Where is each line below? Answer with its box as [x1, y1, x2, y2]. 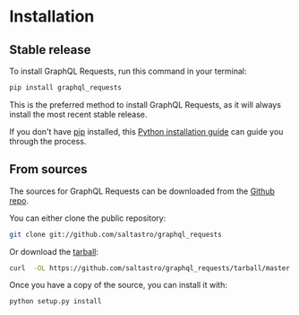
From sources [9, 162, 88, 177]
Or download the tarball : [9, 246, 99, 257]
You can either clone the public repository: [9, 213, 167, 223]
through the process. [9, 136, 87, 146]
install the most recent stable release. [9, 109, 148, 119]
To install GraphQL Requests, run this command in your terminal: [9, 66, 247, 76]
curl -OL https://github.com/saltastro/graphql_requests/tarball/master [9, 263, 291, 273]
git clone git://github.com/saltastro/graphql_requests [9, 230, 222, 239]
